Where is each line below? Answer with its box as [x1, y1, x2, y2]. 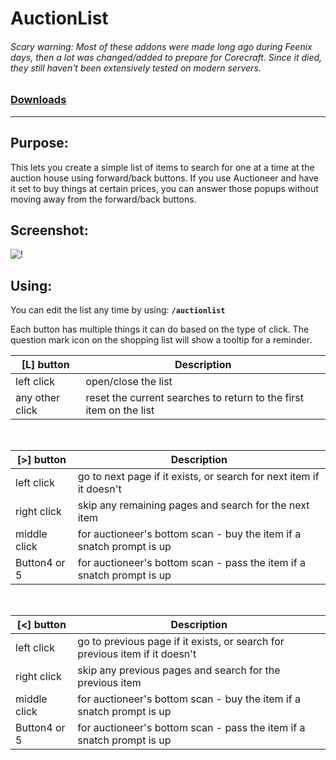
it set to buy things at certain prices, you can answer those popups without [10, 182, 319, 194]
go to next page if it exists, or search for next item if [77, 470, 320, 484]
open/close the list [85, 375, 173, 389]
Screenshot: [10, 222, 89, 239]
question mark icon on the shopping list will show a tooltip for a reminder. [10, 334, 313, 346]
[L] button [21, 358, 70, 372]
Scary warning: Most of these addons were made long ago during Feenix [10, 40, 313, 52]
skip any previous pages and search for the [77, 663, 281, 677]
